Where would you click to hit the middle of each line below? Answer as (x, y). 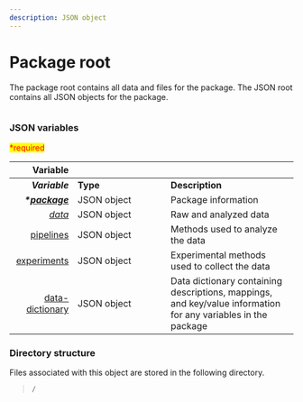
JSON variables (44, 128)
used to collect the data (220, 266)
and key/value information (226, 303)
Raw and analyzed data (220, 215)
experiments (42, 260)
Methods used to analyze (224, 229)
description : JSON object (58, 18)
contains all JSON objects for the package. (89, 96)
